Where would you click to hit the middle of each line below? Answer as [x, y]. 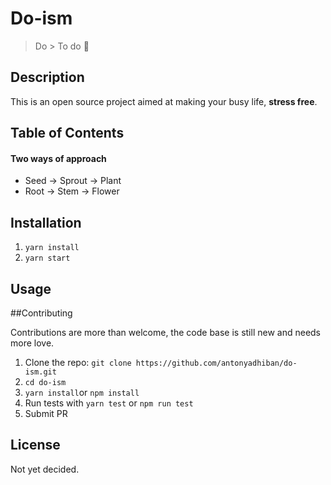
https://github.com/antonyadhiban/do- [216, 363]
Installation [46, 222]
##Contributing [41, 313]
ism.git [40, 372]
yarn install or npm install [82, 392]
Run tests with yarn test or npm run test [109, 403]
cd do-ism [45, 382]
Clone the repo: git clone [78, 362]
